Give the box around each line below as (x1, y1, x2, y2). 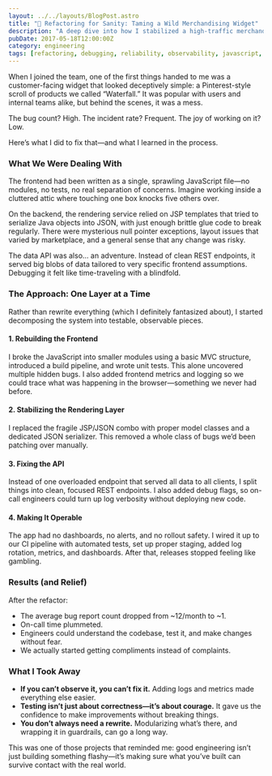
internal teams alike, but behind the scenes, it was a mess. (8, 98, 204, 107)
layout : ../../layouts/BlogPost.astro (8, 11, 139, 20)
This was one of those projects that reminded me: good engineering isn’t (8, 743, 251, 752)
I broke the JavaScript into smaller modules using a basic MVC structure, (8, 352, 252, 362)
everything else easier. (19, 692, 96, 702)
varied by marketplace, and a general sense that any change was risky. (8, 235, 246, 245)
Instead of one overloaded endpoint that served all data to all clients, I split (8, 477, 257, 487)
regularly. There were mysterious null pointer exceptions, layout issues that (8, 226, 259, 236)
